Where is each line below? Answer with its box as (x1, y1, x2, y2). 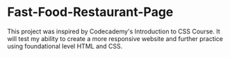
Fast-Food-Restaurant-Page (7, 4, 174, 20)
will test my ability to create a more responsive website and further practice (7, 34, 224, 42)
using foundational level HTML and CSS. (7, 42, 123, 50)
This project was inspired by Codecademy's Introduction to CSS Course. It (7, 27, 220, 35)
